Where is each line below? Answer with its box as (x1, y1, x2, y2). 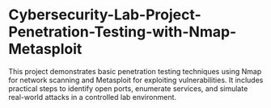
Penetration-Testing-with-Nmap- (8, 23, 237, 41)
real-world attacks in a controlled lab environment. (8, 92, 176, 102)
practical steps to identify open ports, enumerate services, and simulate (8, 83, 248, 93)
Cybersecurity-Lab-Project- (8, 6, 202, 24)
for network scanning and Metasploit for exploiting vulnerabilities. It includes (8, 75, 264, 85)
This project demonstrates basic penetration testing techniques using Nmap (8, 66, 262, 76)
